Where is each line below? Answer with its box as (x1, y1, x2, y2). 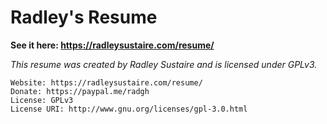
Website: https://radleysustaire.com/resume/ (10, 77, 203, 88)
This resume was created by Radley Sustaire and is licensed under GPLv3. (10, 58, 318, 70)
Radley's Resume (10, 6, 158, 29)
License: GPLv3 (10, 95, 74, 105)
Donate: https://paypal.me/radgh (10, 86, 150, 96)
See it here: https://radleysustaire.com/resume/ (10, 39, 215, 51)
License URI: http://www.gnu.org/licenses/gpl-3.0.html (10, 104, 248, 114)
